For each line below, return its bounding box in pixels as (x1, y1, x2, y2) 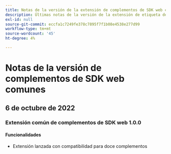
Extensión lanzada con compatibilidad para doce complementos (12, 143, 148, 149)
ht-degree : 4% (5, 36, 36, 41)
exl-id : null (5, 17, 33, 22)
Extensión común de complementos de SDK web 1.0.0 (5, 119, 141, 126)
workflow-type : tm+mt (5, 26, 51, 32)
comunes (5, 84, 46, 96)
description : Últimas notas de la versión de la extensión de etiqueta (5, 12, 160, 17)
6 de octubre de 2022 (5, 104, 75, 112)
